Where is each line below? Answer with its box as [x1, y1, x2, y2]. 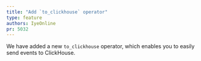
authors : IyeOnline [6, 20, 56, 26]
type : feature [6, 15, 43, 21]
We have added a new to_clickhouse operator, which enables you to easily [6, 43, 195, 50]
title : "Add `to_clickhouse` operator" [6, 9, 108, 15]
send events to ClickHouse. [6, 49, 76, 57]
